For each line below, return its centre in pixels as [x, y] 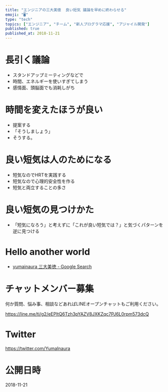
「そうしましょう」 [33, 131]
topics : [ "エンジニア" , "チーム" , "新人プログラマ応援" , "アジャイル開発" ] [77, 24]
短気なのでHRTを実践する [39, 175]
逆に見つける [26, 231]
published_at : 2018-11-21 [32, 33]
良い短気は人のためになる [59, 160]
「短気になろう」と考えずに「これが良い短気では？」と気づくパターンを [88, 225]
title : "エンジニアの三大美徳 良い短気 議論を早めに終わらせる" [66, 10]
